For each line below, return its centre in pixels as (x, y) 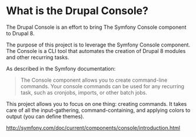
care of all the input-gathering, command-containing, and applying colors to (98, 110)
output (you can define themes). (45, 116)
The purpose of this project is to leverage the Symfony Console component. (98, 45)
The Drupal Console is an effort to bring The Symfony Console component (96, 27)
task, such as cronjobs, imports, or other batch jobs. (84, 92)
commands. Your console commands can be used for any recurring (102, 86)
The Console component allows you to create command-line (94, 80)
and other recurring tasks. (38, 57)
